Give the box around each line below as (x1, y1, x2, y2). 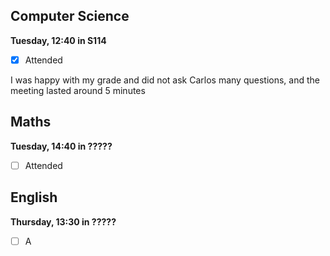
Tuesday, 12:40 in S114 (10, 34, 107, 46)
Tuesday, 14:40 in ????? (10, 140, 113, 152)
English (10, 189, 58, 206)
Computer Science (10, 8, 130, 25)
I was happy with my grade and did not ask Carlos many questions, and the (10, 74, 320, 86)
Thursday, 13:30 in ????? (10, 215, 117, 228)
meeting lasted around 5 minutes (10, 84, 146, 96)
